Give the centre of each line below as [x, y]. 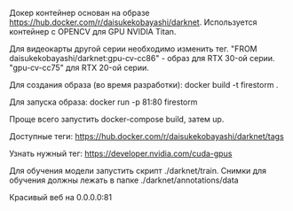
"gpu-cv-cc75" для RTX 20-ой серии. [79, 67]
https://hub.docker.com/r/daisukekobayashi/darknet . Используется [133, 22]
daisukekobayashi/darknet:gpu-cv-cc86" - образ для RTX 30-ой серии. [142, 58]
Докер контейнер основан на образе [79, 13]
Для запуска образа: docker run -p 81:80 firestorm [103, 102]
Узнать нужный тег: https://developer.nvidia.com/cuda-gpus [121, 153]
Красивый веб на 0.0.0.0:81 [61, 197]
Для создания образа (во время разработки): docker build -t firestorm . [144, 85]
